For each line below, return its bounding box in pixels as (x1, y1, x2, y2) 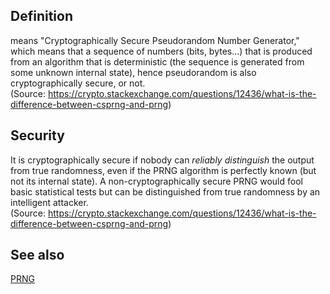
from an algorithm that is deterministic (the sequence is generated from (10, 55, 305, 68)
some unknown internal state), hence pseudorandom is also (10, 66, 257, 78)
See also (10, 247, 65, 264)
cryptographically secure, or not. (10, 77, 146, 89)
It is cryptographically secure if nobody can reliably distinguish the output (10, 154, 315, 166)
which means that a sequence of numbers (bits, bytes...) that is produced (10, 45, 313, 57)
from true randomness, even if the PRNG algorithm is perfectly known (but (10, 164, 317, 176)
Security (10, 127, 65, 144)
